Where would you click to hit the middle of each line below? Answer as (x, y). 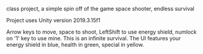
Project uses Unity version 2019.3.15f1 (53, 20)
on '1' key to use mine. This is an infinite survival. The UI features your (94, 38)
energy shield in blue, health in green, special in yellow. (75, 45)
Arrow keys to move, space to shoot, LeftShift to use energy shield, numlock (101, 32)
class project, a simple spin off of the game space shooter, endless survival (101, 9)
